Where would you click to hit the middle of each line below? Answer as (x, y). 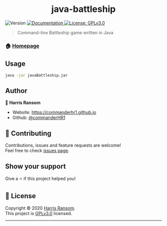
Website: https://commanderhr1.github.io (54, 113)
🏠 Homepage (22, 46)
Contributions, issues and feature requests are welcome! (63, 145)
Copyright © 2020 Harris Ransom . (40, 208)
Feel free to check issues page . (37, 151)
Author (16, 91)
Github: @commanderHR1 (39, 117)
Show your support (36, 166)
